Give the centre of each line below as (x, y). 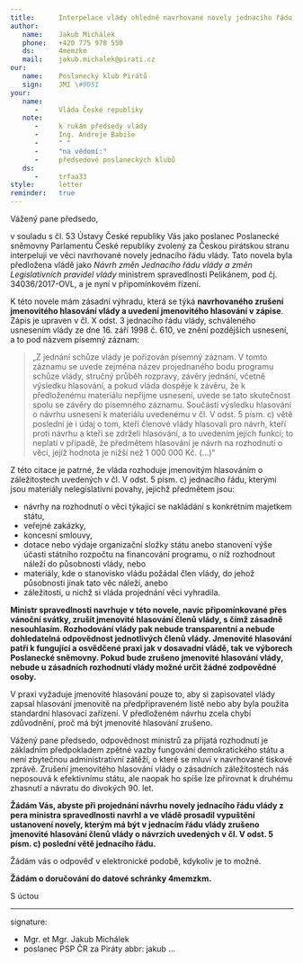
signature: (29, 922)
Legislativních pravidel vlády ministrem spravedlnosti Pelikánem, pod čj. (144, 274)
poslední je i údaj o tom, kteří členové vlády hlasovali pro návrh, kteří (159, 424)
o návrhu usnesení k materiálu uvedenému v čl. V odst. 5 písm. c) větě (162, 414)
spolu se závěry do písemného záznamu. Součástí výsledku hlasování (161, 405)
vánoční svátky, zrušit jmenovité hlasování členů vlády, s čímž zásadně (147, 620)
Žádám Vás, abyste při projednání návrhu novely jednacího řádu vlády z (147, 805)
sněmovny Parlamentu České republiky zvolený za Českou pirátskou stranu (150, 245)
